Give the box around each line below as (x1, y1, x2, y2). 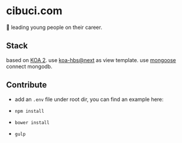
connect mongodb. (6, 63, 53, 70)
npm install (14, 108, 44, 114)
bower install (14, 119, 50, 125)
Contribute (6, 80, 47, 90)
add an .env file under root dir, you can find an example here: (14, 96, 164, 103)
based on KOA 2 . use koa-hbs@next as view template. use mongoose (6, 56, 176, 63)
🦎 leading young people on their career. (6, 24, 102, 31)
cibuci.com (6, 4, 63, 18)
